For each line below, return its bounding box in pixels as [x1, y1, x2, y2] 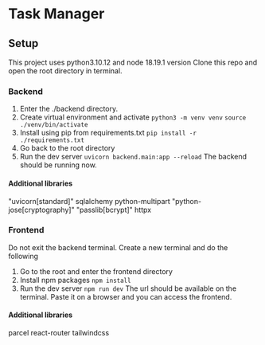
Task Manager [8, 5, 105, 23]
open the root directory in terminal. [8, 66, 123, 76]
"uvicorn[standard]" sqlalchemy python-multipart [8, 196, 171, 206]
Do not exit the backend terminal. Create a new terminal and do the [8, 242, 228, 252]
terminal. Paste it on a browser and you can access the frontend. [19, 292, 232, 301]
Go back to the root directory [19, 143, 115, 153]
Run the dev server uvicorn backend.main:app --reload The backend [19, 152, 247, 162]
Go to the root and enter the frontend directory [19, 266, 173, 276]
